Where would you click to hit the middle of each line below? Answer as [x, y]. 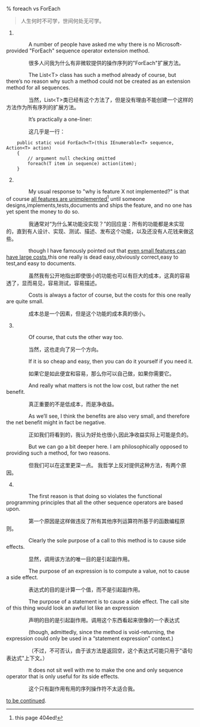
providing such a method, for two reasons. [58, 453]
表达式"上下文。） [27, 658]
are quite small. [25, 301]
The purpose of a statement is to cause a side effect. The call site [109, 601]
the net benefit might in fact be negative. [56, 422]
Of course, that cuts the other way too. [76, 337]
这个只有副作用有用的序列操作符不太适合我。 [83, 688]
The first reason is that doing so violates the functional [95, 496]
